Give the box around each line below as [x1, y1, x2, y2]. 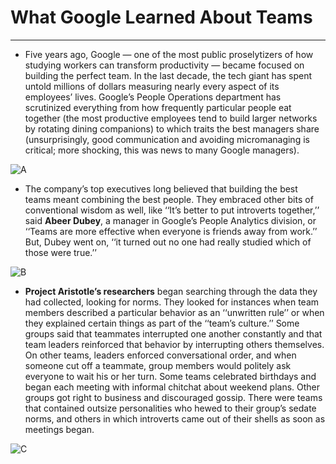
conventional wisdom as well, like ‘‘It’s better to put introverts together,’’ [24, 204, 320, 216]
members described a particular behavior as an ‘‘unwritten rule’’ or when [24, 306, 325, 318]
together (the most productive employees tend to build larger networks [24, 112, 318, 124]
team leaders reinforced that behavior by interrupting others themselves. [24, 338, 325, 350]
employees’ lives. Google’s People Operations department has [24, 91, 282, 103]
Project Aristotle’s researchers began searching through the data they [24, 285, 318, 297]
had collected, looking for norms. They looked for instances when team [24, 296, 320, 308]
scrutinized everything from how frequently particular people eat [24, 101, 292, 113]
